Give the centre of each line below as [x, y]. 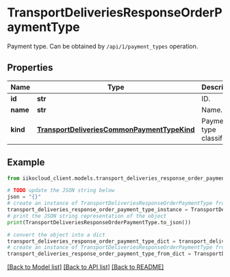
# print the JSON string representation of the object [87, 216]
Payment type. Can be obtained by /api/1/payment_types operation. [103, 46]
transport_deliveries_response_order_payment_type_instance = [98, 210]
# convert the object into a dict [56, 234]
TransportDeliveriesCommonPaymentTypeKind [116, 130]
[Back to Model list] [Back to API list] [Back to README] [86, 267]
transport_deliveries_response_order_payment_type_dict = [91, 241]
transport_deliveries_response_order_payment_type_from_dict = [99, 254]
